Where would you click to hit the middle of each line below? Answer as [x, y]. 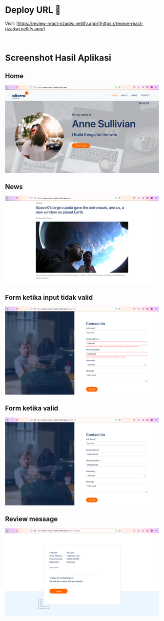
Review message [31, 519]
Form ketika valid [32, 408]
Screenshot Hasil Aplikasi [58, 58]
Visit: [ [11, 23]
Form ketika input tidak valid [49, 297]
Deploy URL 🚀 [33, 10]
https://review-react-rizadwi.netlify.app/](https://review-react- [81, 23]
